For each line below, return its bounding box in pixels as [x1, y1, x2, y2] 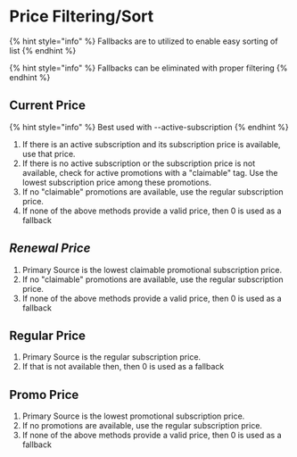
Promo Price [9, 386, 79, 403]
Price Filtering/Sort [9, 6, 154, 27]
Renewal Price [9, 241, 91, 256]
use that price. [21, 148, 76, 159]
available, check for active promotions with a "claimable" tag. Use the [21, 167, 278, 178]
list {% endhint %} [9, 45, 77, 55]
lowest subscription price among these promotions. [21, 177, 212, 187]
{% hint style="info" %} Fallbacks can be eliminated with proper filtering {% [9, 62, 288, 73]
